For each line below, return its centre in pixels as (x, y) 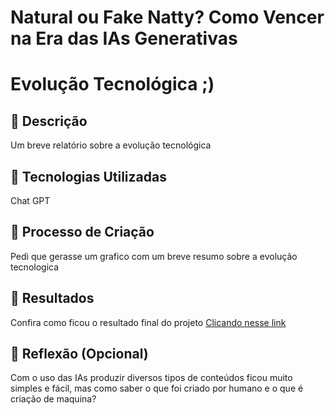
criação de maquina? (53, 399)
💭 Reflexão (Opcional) (79, 354)
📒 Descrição (49, 121)
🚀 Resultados (52, 298)
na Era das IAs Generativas (124, 38)
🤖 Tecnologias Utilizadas (88, 176)
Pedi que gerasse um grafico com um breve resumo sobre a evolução (154, 256)
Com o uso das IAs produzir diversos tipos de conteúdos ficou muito (151, 378)
